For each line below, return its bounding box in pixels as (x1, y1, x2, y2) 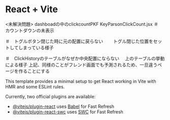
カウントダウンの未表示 (5, 27, 54, 34)
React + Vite (5, 4, 58, 15)
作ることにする (18, 68, 50, 74)
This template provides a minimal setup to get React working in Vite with (5, 78, 156, 84)
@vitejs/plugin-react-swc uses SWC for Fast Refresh (12, 108, 123, 115)
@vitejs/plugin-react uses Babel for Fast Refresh (12, 103, 115, 109)
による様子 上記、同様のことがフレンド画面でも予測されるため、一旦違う (5, 62, 158, 68)
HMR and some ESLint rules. (5, 83, 65, 89)
